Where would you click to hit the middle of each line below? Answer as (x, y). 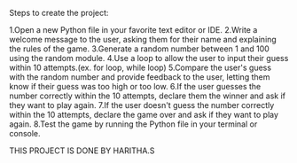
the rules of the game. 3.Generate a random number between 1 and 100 (140, 49)
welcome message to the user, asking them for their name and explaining (143, 39)
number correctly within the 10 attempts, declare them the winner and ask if (148, 96)
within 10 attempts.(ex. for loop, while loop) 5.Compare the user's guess (141, 67)
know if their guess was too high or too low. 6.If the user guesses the (135, 86)
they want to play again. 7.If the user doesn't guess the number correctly (142, 105)
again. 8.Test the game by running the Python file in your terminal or (133, 124)
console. (25, 133)
